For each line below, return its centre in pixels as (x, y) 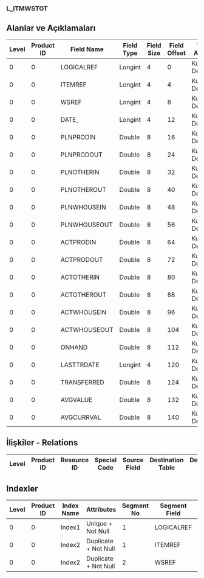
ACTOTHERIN (80, 277)
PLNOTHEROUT (83, 189)
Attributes (101, 510)
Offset (176, 53)
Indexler (22, 488)
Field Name (87, 49)
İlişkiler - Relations (42, 443)
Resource (75, 460)
